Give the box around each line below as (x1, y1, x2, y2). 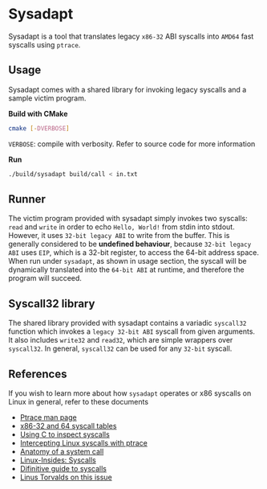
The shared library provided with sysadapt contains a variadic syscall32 (8, 318, 247, 328)
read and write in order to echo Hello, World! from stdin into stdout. (8, 222, 235, 232)
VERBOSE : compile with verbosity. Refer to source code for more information (8, 138, 256, 149)
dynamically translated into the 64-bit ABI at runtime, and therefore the (8, 265, 245, 274)
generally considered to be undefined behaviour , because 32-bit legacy (8, 239, 252, 249)
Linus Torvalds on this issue (19, 472, 112, 482)
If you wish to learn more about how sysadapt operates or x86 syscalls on (8, 388, 252, 398)
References (8, 367, 67, 380)
